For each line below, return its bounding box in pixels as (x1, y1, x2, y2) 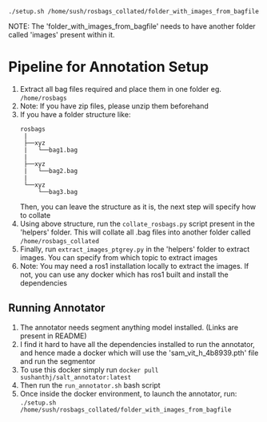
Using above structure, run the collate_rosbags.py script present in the (19, 219, 256, 228)
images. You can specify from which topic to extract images (19, 252, 218, 262)
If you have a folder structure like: (19, 109, 131, 119)
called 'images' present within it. (8, 30, 115, 39)
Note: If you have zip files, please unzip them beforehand (19, 101, 209, 111)
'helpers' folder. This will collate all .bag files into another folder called (19, 227, 251, 237)
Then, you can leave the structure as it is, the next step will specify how (19, 202, 257, 211)
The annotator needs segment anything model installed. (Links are (19, 322, 238, 332)
